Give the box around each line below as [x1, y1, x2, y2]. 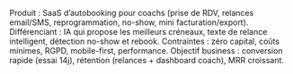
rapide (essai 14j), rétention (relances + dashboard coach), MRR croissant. [9, 55, 285, 65]
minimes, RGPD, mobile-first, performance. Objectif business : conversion [9, 45, 283, 56]
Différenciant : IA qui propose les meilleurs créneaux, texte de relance [9, 27, 268, 37]
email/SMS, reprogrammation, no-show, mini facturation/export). [9, 17, 249, 28]
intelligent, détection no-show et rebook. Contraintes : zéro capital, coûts [9, 36, 280, 46]
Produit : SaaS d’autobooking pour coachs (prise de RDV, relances [9, 8, 254, 18]
